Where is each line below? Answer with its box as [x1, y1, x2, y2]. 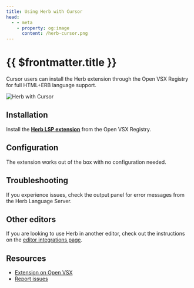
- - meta [11, 19, 33, 25]
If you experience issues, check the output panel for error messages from [6, 191, 185, 198]
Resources [6, 253, 46, 263]
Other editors [6, 214, 56, 224]
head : [6, 14, 19, 20]
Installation [6, 110, 48, 120]
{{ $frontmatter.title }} [6, 56, 117, 69]
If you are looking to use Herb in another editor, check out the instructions [6, 230, 185, 237]
